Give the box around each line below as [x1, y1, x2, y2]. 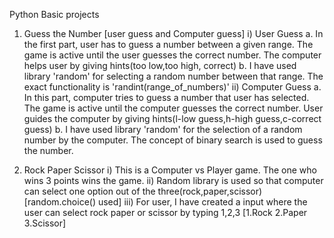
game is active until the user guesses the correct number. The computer [23, 49, 322, 61]
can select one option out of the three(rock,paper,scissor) [23, 185, 263, 197]
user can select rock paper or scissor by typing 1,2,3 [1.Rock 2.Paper [23, 207, 308, 218]
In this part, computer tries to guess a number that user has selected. [23, 92, 310, 103]
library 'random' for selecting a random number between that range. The [23, 70, 324, 82]
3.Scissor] [23, 217, 67, 229]
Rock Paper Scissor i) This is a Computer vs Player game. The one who [23, 164, 317, 176]
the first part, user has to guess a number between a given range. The [23, 39, 314, 50]
